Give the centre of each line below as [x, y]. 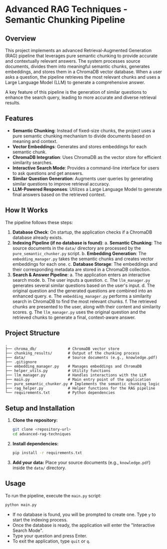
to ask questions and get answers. [48, 173]
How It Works [27, 210]
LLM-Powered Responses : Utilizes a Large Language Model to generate [87, 189]
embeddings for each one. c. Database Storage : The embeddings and [85, 264]
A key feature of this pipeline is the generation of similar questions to [76, 92]
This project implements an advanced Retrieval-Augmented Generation [78, 50]
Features [19, 119]
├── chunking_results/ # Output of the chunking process [72, 353]
